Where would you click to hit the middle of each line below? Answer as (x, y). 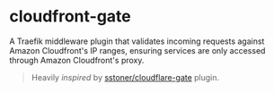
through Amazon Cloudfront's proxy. (77, 60)
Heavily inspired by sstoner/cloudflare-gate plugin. (125, 77)
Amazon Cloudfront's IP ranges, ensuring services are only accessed (137, 50)
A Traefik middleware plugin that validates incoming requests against (137, 41)
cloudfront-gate (71, 17)
